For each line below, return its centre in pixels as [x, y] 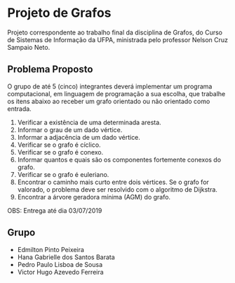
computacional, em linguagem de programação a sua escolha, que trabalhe [116, 93]
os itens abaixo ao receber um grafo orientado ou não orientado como [109, 101]
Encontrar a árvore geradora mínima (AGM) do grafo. [94, 197]
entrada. [19, 108]
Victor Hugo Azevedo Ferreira [60, 272]
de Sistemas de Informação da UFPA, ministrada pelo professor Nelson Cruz [118, 39]
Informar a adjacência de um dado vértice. [79, 137]
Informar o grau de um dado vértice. [70, 130]
